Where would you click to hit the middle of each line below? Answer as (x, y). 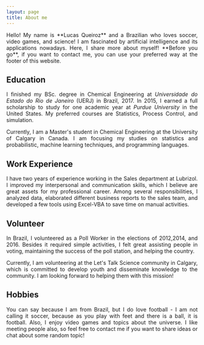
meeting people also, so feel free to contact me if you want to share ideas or (102, 329)
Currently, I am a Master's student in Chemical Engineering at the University (102, 132)
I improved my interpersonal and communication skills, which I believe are (102, 185)
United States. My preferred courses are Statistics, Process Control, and (102, 114)
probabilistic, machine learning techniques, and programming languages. (98, 145)
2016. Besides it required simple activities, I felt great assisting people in (102, 244)
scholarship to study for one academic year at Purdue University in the (102, 108)
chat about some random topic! (46, 335)
